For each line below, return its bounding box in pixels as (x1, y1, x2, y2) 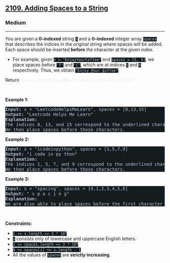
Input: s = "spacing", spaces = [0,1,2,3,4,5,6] (5, 185, 128, 191)
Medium (5, 19, 26, 26)
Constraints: (5, 220, 32, 226)
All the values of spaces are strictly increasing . (12, 251, 111, 258)
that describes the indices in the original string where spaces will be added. (5, 41, 163, 47)
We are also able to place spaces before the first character (5, 201, 163, 207)
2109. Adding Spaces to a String (5, 4, 109, 13)
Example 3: (5, 176, 29, 182)
